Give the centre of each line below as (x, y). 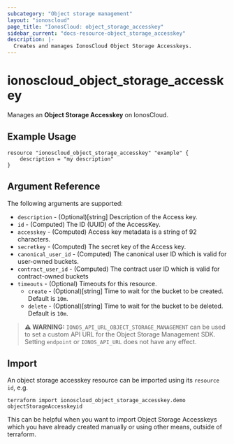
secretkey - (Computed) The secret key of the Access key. (102, 246)
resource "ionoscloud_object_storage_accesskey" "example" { (98, 153)
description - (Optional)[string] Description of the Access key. (107, 216)
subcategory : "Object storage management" (70, 14)
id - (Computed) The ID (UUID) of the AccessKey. (89, 224)
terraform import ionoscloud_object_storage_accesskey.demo (97, 401)
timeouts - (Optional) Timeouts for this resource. (87, 283)
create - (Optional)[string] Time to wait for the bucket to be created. (125, 291)
